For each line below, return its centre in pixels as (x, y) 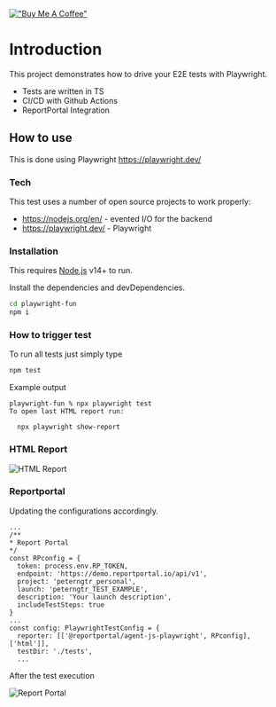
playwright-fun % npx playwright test (80, 404)
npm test (25, 371)
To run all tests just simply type (66, 354)
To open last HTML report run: (67, 412)
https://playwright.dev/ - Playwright (87, 228)
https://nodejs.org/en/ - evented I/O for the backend (117, 219)
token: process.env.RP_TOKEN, (73, 566)
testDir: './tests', (55, 651)
